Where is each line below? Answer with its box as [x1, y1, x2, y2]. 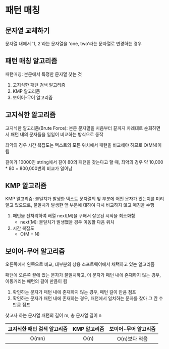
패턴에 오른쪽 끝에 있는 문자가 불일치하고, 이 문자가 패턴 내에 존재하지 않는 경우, [5, 272, 161, 278]
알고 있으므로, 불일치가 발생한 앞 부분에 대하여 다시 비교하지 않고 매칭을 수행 [5, 202, 155, 208]
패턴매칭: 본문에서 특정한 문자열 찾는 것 [5, 71, 82, 77]
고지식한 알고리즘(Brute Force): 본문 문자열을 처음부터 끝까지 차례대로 [5, 125, 143, 131]
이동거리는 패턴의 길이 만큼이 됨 [5, 278, 68, 284]
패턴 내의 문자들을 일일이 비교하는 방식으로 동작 [10, 131, 103, 137]
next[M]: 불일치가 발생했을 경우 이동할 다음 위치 [20, 219, 115, 225]
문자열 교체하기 [5, 26, 50, 35]
